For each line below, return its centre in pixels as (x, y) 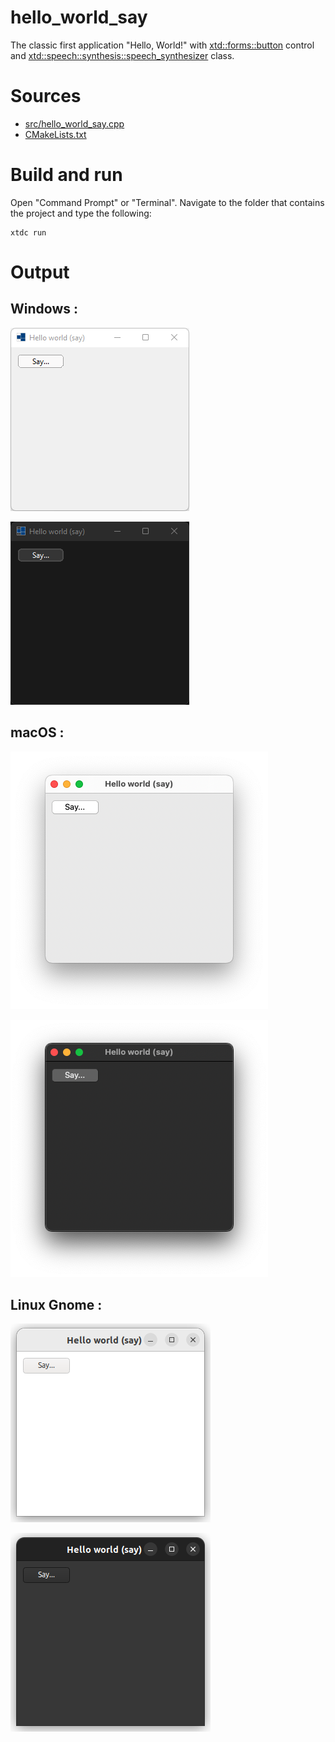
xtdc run (28, 232)
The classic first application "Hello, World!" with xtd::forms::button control (162, 45)
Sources (46, 96)
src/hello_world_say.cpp (74, 123)
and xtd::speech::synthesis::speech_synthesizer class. (122, 55)
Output (40, 272)
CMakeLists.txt (55, 134)
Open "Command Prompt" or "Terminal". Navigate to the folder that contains (167, 202)
